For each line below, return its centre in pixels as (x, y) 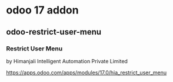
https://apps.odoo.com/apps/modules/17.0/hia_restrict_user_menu (86, 72)
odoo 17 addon (42, 10)
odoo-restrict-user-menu (54, 32)
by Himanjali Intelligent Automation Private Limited (67, 61)
